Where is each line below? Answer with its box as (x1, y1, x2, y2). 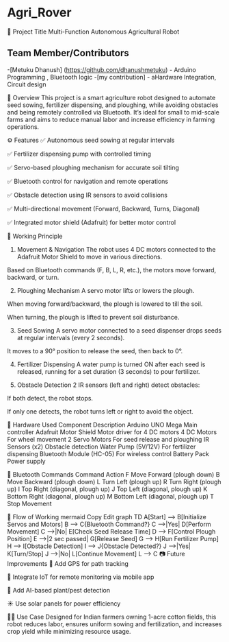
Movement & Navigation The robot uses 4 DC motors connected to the (16, 245, 216, 253)
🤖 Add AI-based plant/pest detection (7, 586, 111, 594)
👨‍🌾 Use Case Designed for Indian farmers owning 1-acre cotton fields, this (7, 613, 217, 621)
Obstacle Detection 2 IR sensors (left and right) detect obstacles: (16, 381, 200, 389)
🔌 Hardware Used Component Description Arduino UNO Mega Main (7, 420, 198, 429)
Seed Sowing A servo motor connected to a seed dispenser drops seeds (16, 326, 222, 334)
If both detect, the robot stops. (7, 394, 94, 402)
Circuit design (7, 80, 46, 88)
